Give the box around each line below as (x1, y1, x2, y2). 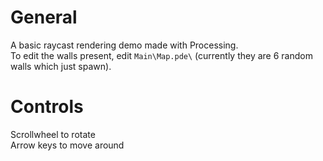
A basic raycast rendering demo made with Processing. (10, 39, 239, 51)
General (10, 6, 78, 29)
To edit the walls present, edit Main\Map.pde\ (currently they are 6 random (10, 49, 313, 61)
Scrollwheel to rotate (10, 128, 96, 140)
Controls (10, 96, 84, 118)
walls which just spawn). (10, 60, 112, 72)
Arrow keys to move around (10, 139, 125, 151)
